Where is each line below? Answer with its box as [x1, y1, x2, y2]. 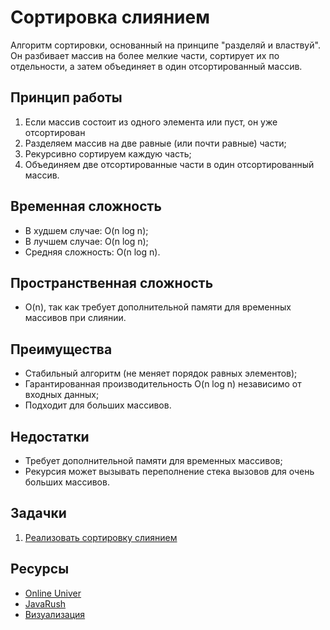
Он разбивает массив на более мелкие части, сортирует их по [10, 49, 280, 61]
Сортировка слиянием [10, 6, 210, 29]
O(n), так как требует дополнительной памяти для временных [24, 301, 292, 313]
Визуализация [24, 608, 86, 620]
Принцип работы [10, 89, 123, 106]
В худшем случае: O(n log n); [24, 224, 149, 236]
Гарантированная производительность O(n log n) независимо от [24, 378, 302, 390]
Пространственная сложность [10, 274, 214, 291]
